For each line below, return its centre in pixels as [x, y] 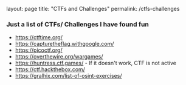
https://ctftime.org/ [39, 37]
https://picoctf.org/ [39, 50]
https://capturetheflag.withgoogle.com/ [64, 44]
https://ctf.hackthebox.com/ [50, 69]
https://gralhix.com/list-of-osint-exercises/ [68, 76]
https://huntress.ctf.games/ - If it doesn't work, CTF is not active [96, 63]
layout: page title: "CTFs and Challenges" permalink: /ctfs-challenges [93, 9]
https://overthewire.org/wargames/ [59, 57]
